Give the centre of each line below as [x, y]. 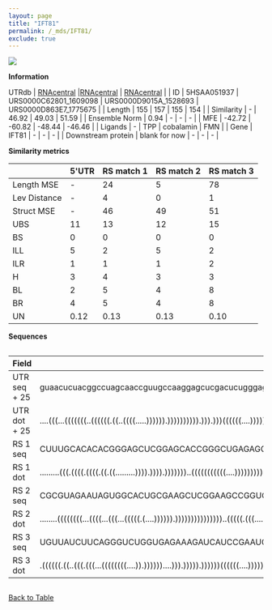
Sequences [28, 336]
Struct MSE [34, 211]
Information [29, 77]
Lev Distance [37, 198]
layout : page [30, 16]
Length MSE [36, 185]
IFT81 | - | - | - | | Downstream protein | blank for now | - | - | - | [114, 135]
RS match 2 [178, 171]
